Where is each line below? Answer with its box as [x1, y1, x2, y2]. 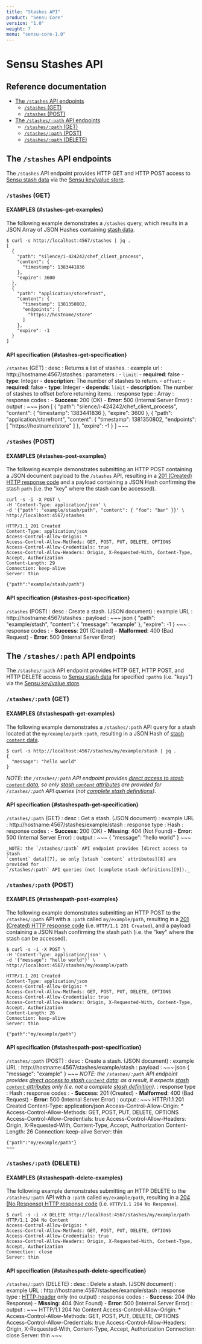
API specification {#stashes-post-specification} [6, 594, 130, 601]
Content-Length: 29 [6, 560, 55, 566]
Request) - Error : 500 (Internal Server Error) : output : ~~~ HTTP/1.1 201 [6, 1096, 185, 1103]
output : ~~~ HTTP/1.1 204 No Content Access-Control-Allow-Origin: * [6, 1306, 181, 1313]
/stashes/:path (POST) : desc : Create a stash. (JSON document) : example [6, 1057, 194, 1065]
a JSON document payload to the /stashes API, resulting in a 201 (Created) [6, 472, 192, 480]
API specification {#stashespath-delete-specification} [6, 1267, 147, 1274]
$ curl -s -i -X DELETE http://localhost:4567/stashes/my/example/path [6, 1212, 190, 1218]
